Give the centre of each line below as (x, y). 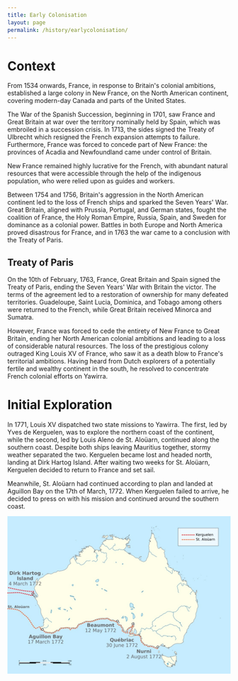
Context (32, 66)
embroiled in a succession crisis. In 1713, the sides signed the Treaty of (111, 130)
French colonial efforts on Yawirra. (58, 376)
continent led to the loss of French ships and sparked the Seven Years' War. (118, 202)
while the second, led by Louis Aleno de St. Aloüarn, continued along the (113, 440)
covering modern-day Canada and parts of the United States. (97, 101)
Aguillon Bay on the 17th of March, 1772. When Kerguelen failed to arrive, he (118, 491)
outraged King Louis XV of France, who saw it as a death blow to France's (115, 354)
